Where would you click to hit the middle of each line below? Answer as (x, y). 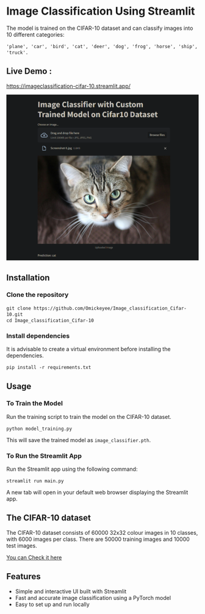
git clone (19, 308)
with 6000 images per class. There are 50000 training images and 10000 (98, 539)
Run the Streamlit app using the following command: (72, 469)
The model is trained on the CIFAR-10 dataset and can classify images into (100, 28)
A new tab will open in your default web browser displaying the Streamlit (97, 493)
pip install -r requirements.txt (49, 368)
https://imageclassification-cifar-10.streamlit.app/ (69, 86)
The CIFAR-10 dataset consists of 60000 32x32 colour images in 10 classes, (102, 532)
